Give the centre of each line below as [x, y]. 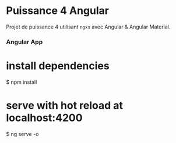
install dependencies [58, 66]
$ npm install [22, 82]
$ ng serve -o [22, 134]
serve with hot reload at [65, 105]
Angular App [24, 42]
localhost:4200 [44, 118]
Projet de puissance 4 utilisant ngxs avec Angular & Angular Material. [88, 27]
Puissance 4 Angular [58, 11]
